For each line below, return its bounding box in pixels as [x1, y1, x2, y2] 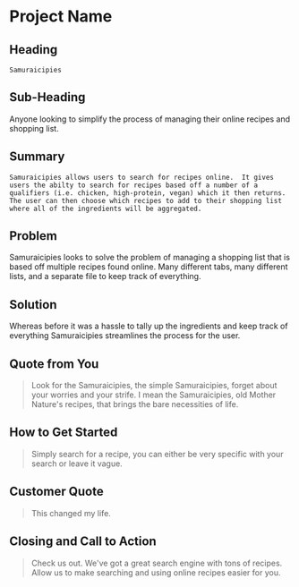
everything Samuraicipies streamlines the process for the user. [9, 330, 241, 341]
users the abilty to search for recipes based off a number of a [9, 181, 258, 190]
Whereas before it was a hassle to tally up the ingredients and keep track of [9, 320, 288, 332]
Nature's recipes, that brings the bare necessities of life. [30, 399, 239, 410]
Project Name [9, 6, 113, 27]
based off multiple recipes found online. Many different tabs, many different [9, 261, 288, 272]
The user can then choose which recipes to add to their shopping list [9, 196, 282, 205]
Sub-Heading [9, 89, 86, 105]
